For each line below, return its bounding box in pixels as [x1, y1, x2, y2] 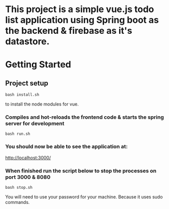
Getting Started [5, 59, 72, 70]
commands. [5, 199, 30, 205]
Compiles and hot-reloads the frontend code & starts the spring [5, 114, 164, 121]
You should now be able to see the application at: [5, 143, 128, 150]
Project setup [5, 79, 49, 87]
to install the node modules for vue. [5, 101, 79, 107]
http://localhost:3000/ [5, 154, 51, 161]
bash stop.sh [5, 185, 33, 190]
